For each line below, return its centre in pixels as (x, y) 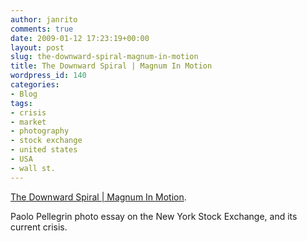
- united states (44, 150)
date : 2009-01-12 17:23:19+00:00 (80, 38)
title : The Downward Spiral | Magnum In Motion (111, 66)
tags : (21, 103)
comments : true (42, 29)
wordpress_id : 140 (48, 76)
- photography (40, 131)
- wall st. (33, 168)
